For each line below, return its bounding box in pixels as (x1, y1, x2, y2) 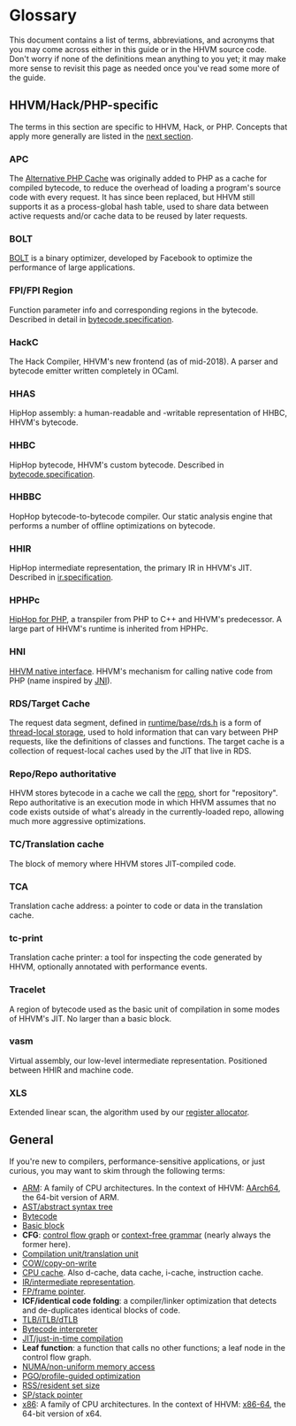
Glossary (9, 5, 78, 26)
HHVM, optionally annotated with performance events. (9, 961, 208, 972)
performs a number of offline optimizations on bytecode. (9, 520, 216, 531)
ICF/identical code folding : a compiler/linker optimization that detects (21, 1295, 277, 1306)
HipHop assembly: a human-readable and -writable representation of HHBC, (9, 408, 288, 419)
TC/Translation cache (9, 838, 104, 851)
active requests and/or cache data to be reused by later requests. (9, 211, 248, 221)
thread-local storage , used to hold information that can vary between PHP (9, 727, 278, 737)
